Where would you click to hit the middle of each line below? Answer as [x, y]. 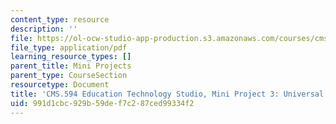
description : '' [44, 29]
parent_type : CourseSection [69, 76]
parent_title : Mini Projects [71, 66]
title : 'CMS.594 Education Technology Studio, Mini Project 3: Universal [167, 94]
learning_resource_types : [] [71, 57]
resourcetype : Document [60, 85]
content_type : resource [60, 19]
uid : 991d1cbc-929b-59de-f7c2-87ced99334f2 [102, 103]
